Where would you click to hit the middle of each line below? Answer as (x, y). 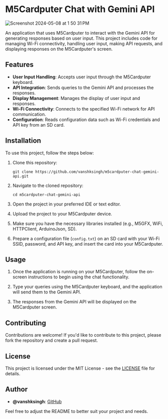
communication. (29, 114)
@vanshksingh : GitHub (37, 401)
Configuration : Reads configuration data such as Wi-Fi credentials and (86, 120)
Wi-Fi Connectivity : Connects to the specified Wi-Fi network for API (83, 109)
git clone (23, 172)
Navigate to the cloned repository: (48, 185)
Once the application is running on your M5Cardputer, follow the (79, 272)
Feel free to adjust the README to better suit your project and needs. (77, 411)
